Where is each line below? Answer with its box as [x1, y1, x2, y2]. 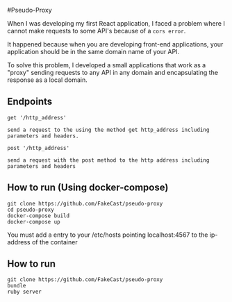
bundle [7, 283, 26, 290]
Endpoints [7, 96, 53, 108]
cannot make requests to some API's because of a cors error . [7, 27, 186, 35]
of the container [31, 237, 78, 246]
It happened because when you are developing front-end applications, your [7, 40, 224, 48]
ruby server [7, 288, 42, 296]
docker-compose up [7, 218, 60, 225]
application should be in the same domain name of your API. [7, 48, 180, 56]
